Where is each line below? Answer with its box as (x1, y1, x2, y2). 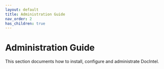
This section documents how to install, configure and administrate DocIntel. (5, 59, 160, 65)
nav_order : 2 (5, 16, 32, 21)
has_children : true (5, 21, 46, 26)
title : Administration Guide (5, 12, 65, 17)
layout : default (5, 7, 39, 12)
